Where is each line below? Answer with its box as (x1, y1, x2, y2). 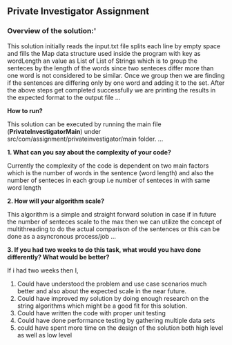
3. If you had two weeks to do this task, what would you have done (7, 245, 202, 254)
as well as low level (17, 331, 72, 339)
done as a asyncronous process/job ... (7, 232, 116, 240)
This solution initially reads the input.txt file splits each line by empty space (7, 41, 221, 50)
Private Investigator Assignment (7, 6, 150, 17)
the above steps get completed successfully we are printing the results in (7, 86, 216, 94)
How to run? (7, 106, 43, 115)
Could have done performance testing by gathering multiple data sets (17, 316, 215, 324)
